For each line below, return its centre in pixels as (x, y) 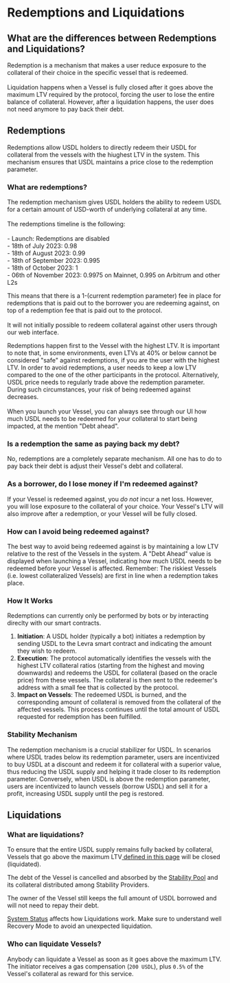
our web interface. (33, 332)
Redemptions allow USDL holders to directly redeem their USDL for (102, 147)
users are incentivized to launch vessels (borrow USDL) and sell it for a (107, 786)
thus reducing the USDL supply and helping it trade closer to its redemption (114, 771)
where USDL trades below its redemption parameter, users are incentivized (113, 757)
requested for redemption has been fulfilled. (79, 717)
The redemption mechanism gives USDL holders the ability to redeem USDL (114, 202)
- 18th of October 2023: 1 (43, 268)
